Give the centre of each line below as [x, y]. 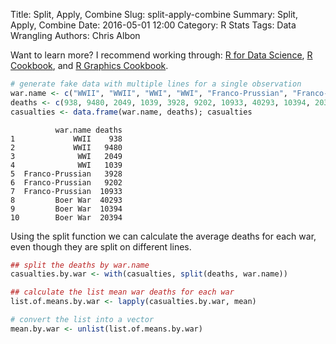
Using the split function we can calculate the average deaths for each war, [163, 236]
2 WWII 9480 [66, 147]
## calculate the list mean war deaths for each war [122, 292]
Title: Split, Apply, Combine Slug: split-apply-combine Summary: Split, [154, 14]
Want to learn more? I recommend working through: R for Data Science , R [161, 55]
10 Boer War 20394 [66, 217]
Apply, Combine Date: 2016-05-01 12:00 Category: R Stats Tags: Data [153, 25]
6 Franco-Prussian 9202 [66, 182]
